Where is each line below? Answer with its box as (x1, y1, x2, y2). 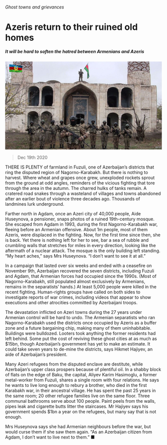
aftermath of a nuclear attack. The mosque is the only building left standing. (5, 248, 161, 254)
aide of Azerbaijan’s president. (5, 352, 68, 357)
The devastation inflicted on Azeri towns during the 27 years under (5, 309, 142, 315)
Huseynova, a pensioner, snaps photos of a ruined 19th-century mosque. (5, 216, 155, 222)
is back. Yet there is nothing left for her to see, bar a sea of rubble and (5, 237, 149, 243)
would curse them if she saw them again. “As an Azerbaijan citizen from (5, 429, 153, 435)
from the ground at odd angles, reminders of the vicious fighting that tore (5, 180, 155, 186)
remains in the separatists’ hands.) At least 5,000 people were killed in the (5, 284, 157, 290)
